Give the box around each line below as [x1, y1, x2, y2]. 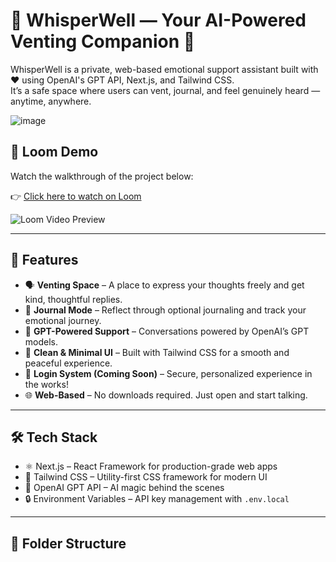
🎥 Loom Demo [10, 144, 99, 161]
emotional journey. [24, 314, 102, 326]
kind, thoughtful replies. [24, 293, 123, 305]
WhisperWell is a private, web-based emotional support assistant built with [10, 63, 319, 75]
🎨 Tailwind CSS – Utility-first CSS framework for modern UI [24, 471, 268, 483]
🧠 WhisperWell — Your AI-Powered [10, 9, 307, 32]
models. [24, 335, 59, 348]
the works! [24, 378, 69, 390]
